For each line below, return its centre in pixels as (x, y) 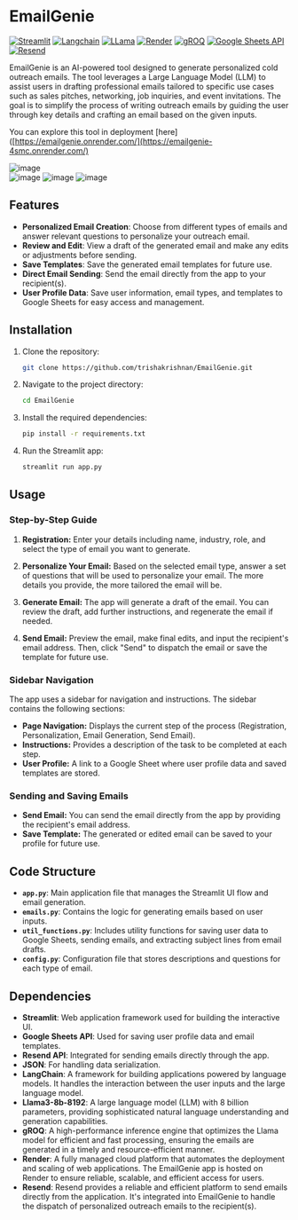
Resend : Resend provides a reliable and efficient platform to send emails (155, 1187)
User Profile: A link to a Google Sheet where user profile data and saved (154, 764)
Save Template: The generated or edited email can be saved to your (147, 834)
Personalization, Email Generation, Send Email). (109, 736)
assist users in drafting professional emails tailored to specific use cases (142, 86)
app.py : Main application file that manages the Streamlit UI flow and (145, 893)
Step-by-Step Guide (53, 520)
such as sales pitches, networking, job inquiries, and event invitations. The (145, 96)
